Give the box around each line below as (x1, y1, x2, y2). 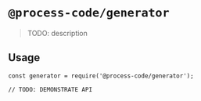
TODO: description (27, 28, 88, 38)
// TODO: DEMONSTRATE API (8, 85, 92, 93)
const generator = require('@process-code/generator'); (8, 72, 194, 80)
